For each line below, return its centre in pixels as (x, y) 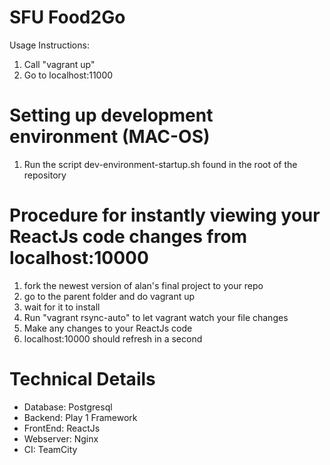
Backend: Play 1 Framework (80, 417)
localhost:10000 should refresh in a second (113, 338)
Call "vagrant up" (59, 64)
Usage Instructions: (49, 45)
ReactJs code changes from (128, 237)
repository (45, 175)
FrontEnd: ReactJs (62, 428)
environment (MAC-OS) (110, 137)
